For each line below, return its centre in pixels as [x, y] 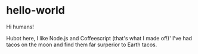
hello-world [36, 10]
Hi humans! [20, 27]
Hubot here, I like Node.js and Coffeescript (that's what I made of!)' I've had [99, 38]
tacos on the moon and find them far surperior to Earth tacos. [82, 45]
